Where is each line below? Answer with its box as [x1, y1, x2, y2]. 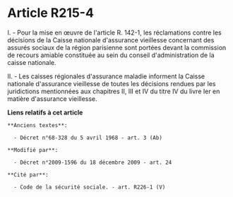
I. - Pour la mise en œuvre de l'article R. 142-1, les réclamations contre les [7, 28, 222, 37]
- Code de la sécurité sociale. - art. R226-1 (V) [13, 184, 166, 191]
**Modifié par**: [7, 146, 59, 153]
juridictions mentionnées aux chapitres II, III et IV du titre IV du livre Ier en [7, 87, 220, 95]
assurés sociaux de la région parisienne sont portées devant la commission [7, 43, 227, 52]
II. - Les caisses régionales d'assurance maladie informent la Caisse [7, 72, 205, 80]
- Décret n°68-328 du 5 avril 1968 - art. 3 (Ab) [13, 134, 162, 141]
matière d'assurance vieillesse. [7, 94, 97, 103]
